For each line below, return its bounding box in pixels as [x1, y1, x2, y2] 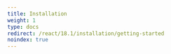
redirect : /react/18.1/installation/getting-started [7, 29, 165, 37]
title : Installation [7, 10, 68, 18]
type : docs [7, 23, 39, 30]
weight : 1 [7, 17, 36, 24]
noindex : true [7, 36, 49, 43]
